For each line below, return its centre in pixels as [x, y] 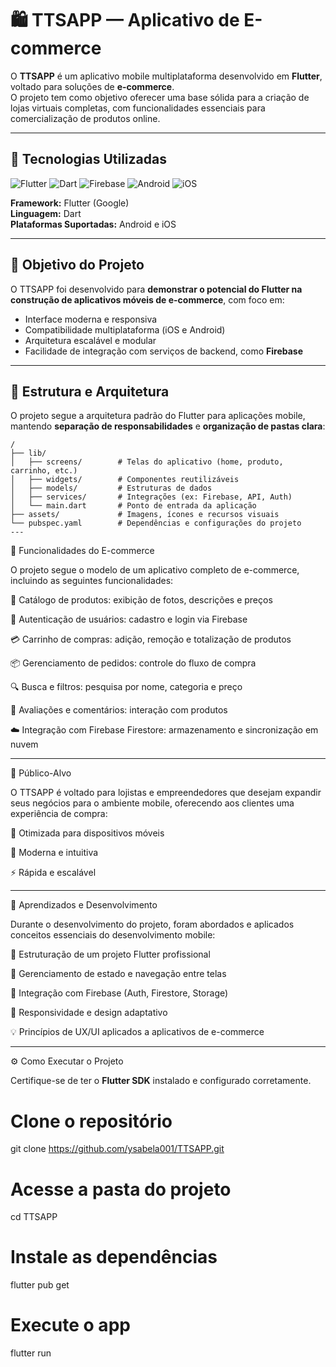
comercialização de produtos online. [85, 118]
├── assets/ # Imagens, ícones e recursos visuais [145, 515]
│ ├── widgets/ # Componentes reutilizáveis [125, 480]
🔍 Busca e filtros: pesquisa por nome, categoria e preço [126, 687]
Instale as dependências [114, 1257]
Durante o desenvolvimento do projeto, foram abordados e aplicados [152, 924]
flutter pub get [40, 1285]
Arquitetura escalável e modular [90, 340]
